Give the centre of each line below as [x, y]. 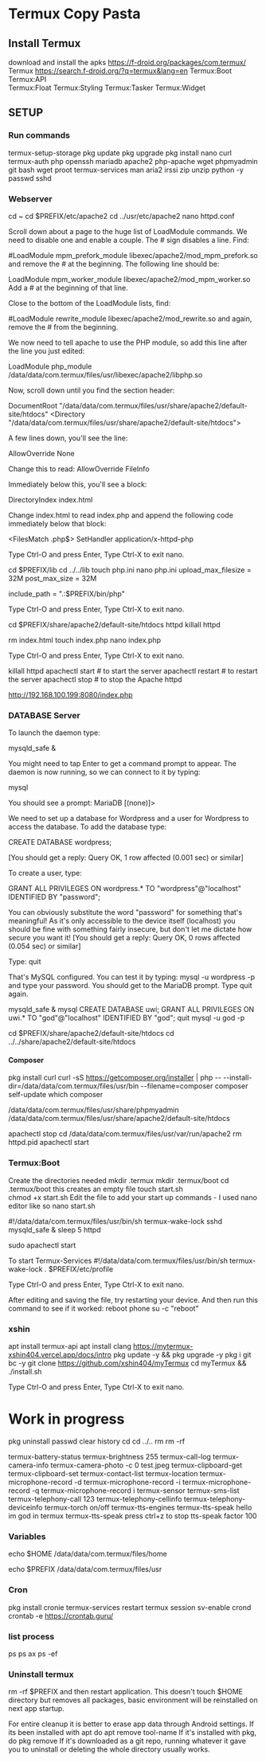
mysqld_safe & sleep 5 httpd [55, 1229]
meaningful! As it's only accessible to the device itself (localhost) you [122, 921]
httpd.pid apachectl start [49, 1143]
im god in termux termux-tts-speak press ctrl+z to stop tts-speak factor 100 [133, 1516]
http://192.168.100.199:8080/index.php [70, 694]
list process [31, 1636]
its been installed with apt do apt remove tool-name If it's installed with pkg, [133, 1733]
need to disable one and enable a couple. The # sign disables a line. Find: [129, 240]
